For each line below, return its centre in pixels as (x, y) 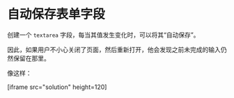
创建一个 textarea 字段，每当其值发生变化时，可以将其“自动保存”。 (103, 35)
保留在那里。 (31, 58)
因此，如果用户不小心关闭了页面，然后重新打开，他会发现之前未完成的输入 (114, 49)
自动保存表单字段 (56, 14)
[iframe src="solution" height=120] (57, 87)
